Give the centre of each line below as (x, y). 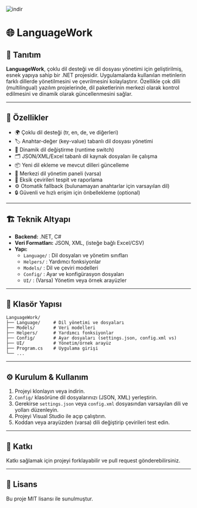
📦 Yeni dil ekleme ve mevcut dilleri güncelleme (72, 165)
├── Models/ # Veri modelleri (51, 328)
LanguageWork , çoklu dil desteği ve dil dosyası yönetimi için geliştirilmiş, (94, 69)
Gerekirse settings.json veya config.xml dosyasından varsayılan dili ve (101, 404)
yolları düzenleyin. (36, 410)
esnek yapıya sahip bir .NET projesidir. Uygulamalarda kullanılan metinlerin (96, 75)
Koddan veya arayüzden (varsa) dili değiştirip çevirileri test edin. (92, 422)
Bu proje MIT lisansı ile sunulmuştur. (50, 499)
